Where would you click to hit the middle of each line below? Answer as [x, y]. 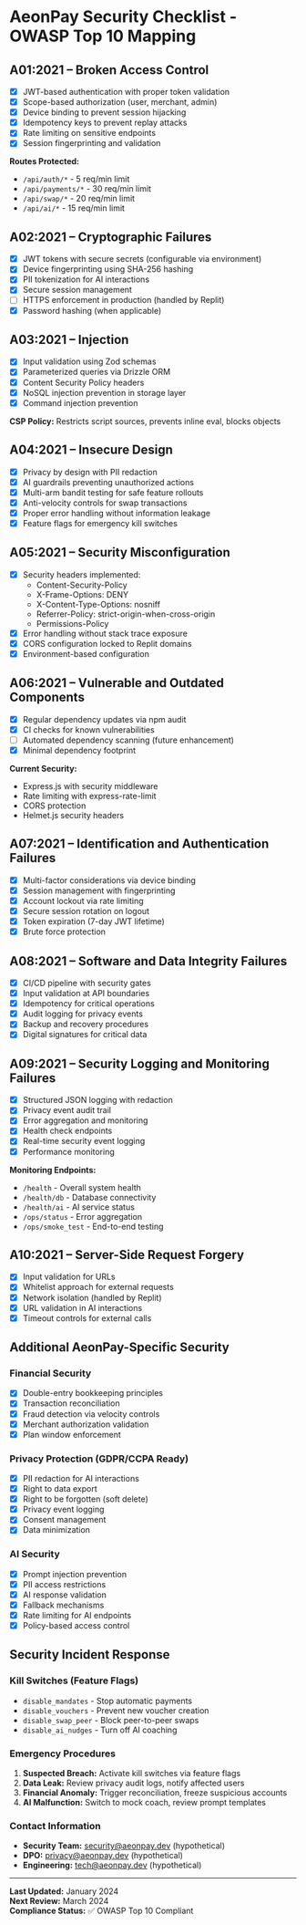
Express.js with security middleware [90, 786]
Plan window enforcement [71, 1434]
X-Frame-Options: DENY [82, 594]
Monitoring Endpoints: [53, 1170]
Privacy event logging [63, 1509]
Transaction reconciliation [71, 1403]
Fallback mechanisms [63, 1605]
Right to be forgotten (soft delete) [85, 1499]
